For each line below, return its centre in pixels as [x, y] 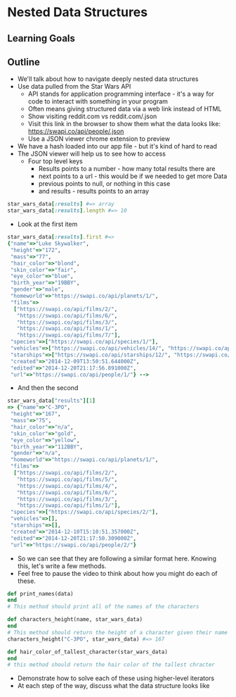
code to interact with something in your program [98, 101]
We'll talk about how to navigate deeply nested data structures [108, 79]
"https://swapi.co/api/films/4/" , [67, 486]
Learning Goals [41, 38]
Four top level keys [55, 161]
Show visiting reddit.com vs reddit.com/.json [92, 116]
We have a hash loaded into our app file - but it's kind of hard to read [117, 146]
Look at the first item [47, 224]
